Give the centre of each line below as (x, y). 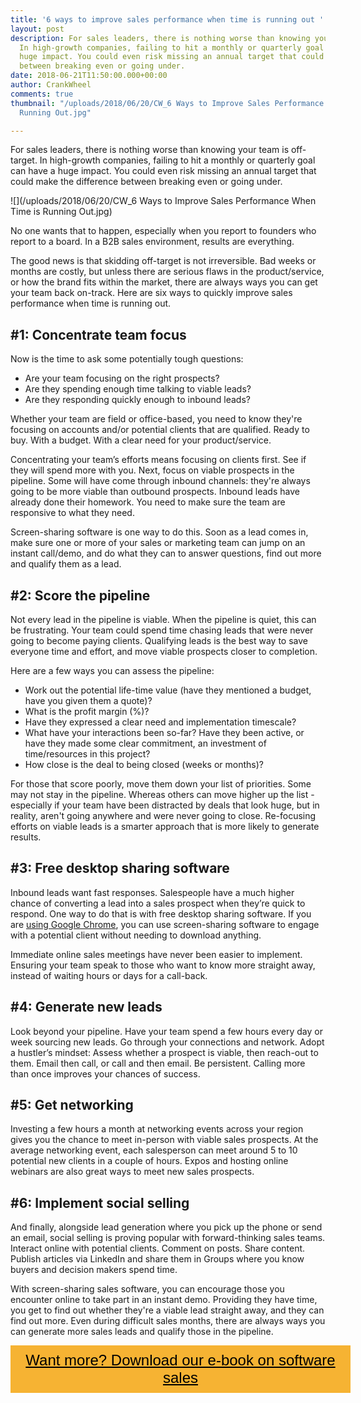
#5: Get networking (72, 1105)
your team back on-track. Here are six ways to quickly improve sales (151, 293)
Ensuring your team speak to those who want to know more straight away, (163, 965)
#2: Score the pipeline (80, 595)
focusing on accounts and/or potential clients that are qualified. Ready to (160, 430)
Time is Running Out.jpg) (61, 212)
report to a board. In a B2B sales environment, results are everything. (152, 242)
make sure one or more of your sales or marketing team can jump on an (158, 543)
